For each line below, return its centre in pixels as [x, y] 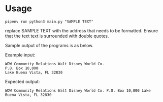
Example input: [20, 55]
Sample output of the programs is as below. [49, 45]
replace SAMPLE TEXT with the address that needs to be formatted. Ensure [81, 30]
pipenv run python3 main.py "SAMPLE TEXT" [49, 22]
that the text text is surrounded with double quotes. [57, 36]
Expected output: [23, 81]
